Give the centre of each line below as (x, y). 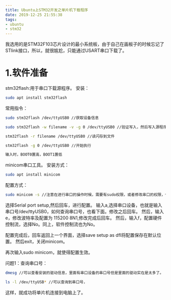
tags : (11, 19)
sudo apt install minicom (33, 175)
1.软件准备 (27, 73)
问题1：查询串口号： (26, 263)
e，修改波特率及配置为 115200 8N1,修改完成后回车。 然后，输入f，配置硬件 (83, 218)
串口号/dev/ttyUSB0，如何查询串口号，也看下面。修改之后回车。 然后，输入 (85, 212)
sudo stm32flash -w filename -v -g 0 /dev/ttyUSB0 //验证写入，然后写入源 (82, 127)
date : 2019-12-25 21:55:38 (34, 15)
